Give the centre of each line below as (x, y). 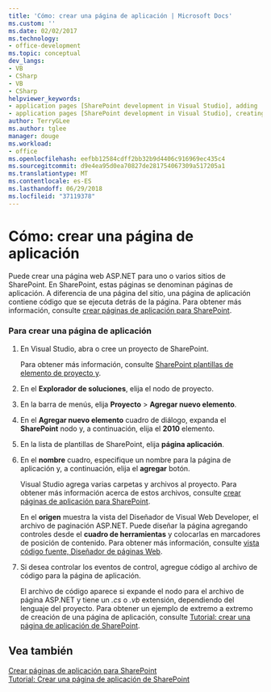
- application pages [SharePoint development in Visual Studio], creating (137, 114)
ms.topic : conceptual (45, 53)
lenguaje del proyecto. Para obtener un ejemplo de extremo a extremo (136, 608)
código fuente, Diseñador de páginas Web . (91, 551)
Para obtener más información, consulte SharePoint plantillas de (127, 364)
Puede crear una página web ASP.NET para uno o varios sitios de (117, 276)
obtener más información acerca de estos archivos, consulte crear (131, 492)
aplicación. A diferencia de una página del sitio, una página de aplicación (130, 293)
